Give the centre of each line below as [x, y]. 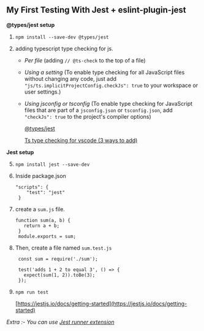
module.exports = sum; [47, 236]
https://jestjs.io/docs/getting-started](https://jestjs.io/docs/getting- [102, 303]
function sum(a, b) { [43, 220]
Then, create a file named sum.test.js [63, 248]
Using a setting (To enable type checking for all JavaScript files [104, 72]
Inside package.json [40, 176]
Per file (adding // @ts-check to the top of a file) [85, 60]
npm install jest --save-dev [52, 165]
